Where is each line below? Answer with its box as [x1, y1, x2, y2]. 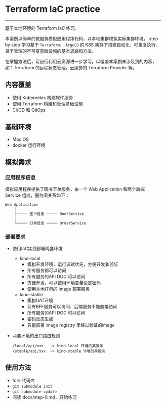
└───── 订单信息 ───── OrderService [14, 221, 86, 225]
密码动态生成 [27, 315, 53, 322]
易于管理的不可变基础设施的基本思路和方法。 [5, 48, 96, 54]
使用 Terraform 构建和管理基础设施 [12, 100, 83, 107]
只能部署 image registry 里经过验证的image [27, 322, 115, 328]
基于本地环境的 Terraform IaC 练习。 [5, 25, 80, 31]
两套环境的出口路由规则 [12, 332, 60, 338]
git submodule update [12, 389, 57, 394]
